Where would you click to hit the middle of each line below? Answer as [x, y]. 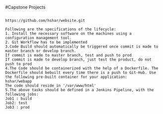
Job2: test [16, 103]
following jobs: [22, 94]
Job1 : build [19, 99]
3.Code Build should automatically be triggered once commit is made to [82, 47]
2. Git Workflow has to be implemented [46, 42]
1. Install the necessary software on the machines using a [69, 34]
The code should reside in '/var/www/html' [51, 86]
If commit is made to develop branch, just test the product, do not [79, 59]
